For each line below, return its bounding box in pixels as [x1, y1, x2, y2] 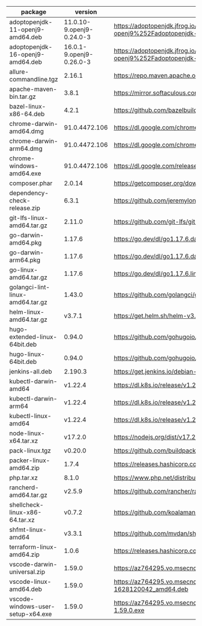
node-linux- [9, 429, 45, 437]
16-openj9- [9, 51, 45, 58]
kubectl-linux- [9, 412, 52, 420]
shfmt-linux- [9, 525, 47, 534]
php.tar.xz [9, 474, 38, 481]
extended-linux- [9, 333, 57, 341]
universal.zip [9, 568, 45, 576]
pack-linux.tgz [9, 446, 51, 454]
